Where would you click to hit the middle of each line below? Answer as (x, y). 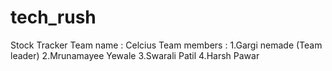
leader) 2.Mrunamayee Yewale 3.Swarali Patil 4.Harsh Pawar (135, 55)
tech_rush (53, 17)
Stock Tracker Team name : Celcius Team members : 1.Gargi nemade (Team (166, 45)
